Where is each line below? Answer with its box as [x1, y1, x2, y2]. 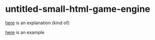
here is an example [5, 29, 45, 35]
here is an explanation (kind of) [5, 20, 70, 26]
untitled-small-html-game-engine [5, 3, 150, 15]
